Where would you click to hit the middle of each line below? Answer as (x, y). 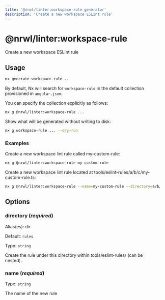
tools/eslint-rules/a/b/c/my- (122, 172)
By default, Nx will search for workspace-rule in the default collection (75, 89)
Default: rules (19, 236)
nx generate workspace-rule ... (38, 79)
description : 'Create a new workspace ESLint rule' (59, 14)
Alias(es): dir (18, 226)
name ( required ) (25, 273)
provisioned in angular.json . (34, 93)
